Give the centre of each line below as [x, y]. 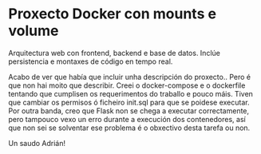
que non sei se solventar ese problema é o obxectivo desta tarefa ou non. [129, 128]
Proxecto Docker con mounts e [113, 14]
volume [34, 31]
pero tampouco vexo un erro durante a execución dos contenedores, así [127, 119]
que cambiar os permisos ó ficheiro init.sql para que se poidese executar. [129, 102]
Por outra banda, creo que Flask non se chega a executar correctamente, [129, 111]
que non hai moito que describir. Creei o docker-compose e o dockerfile [127, 85]
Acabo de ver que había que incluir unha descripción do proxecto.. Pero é [130, 77]
